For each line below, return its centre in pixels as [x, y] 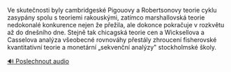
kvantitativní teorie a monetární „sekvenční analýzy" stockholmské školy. [112, 47]
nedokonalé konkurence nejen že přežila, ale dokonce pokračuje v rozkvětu [116, 25]
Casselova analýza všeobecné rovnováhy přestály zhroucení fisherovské [112, 40]
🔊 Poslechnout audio [38, 61]
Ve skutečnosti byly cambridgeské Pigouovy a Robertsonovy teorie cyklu [112, 10]
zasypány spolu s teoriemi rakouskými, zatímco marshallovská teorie [106, 17]
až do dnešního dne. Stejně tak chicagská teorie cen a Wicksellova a [106, 32]
